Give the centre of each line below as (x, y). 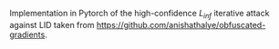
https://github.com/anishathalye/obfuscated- (181, 24)
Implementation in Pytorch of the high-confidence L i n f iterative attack (139, 15)
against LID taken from (52, 24)
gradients (27, 34)
